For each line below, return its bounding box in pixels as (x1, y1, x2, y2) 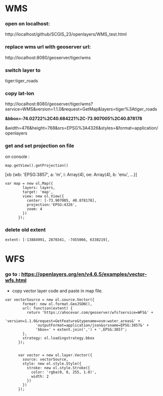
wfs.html (5, 277, 27, 284)
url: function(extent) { (22, 306, 73, 311)
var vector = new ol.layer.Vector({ (18, 353, 92, 358)
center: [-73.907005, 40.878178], (26, 198, 97, 203)
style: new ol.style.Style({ (22, 361, 82, 366)
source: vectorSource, (22, 357, 69, 362)
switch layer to (5, 67, 41, 74)
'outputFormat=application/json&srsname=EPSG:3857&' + (36, 323, 149, 328)
